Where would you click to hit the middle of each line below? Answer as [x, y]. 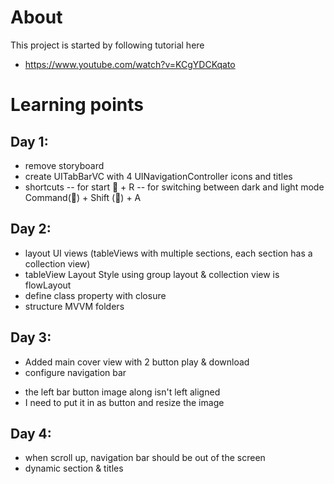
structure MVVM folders [74, 306]
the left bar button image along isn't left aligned [122, 392]
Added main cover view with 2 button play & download [137, 362]
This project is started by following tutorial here [107, 45]
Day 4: [31, 433]
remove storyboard [64, 165]
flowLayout [48, 285]
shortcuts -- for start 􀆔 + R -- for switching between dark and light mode [174, 187]
